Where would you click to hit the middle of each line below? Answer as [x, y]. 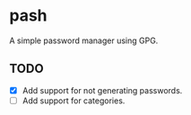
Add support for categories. [74, 101]
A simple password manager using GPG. [84, 40]
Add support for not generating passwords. [102, 90]
